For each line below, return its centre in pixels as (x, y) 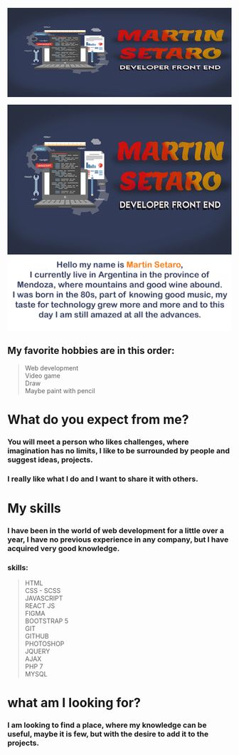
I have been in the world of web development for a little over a (116, 530)
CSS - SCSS (43, 591)
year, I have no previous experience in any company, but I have (118, 539)
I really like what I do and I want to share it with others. (103, 479)
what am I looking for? (74, 703)
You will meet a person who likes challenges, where (98, 442)
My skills (34, 508)
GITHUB (37, 637)
